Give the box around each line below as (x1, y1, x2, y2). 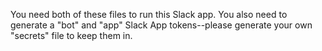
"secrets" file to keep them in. (10, 30, 133, 41)
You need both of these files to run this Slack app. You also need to (10, 9, 288, 20)
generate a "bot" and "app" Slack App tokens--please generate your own (10, 19, 313, 31)
